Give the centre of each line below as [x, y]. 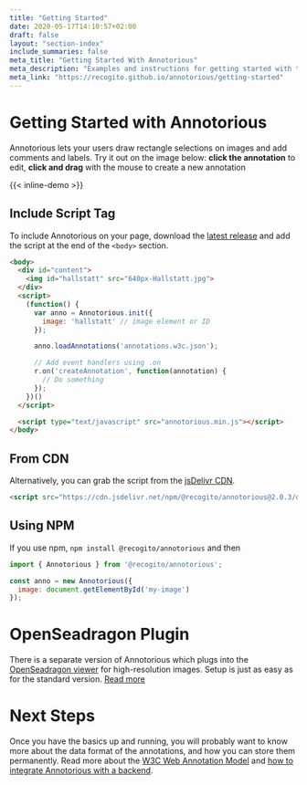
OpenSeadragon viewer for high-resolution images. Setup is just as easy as [152, 670]
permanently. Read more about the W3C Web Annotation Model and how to [152, 761]
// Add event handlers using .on [97, 363]
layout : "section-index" [57, 43]
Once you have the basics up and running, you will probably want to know [148, 741]
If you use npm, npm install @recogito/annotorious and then [125, 548]
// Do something [73, 380]
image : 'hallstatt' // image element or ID [126, 321]
